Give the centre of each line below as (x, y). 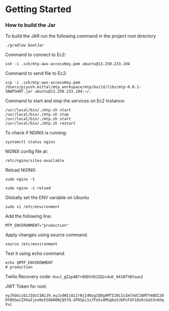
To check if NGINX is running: (36, 133)
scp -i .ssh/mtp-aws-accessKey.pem (43, 83)
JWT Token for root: (26, 286)
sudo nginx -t (20, 180)
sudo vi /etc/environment (32, 207)
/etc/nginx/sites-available (35, 161)
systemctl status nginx (30, 142)
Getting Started (38, 9)
